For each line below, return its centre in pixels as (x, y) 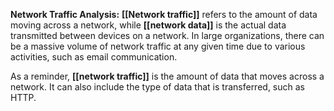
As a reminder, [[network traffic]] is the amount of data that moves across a (167, 76)
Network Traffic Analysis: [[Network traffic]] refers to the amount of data (164, 14)
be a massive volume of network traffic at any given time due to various (158, 46)
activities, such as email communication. (94, 57)
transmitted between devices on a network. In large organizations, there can (167, 35)
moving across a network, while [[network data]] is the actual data (148, 25)
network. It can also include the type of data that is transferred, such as (157, 87)
